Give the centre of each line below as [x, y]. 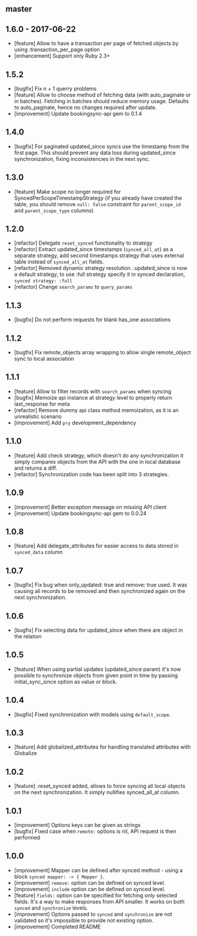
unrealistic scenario [38, 416]
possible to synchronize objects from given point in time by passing [96, 675]
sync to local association [44, 359]
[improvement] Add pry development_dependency [75, 423]
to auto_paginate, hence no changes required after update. [85, 107]
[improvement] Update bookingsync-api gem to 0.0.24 [80, 513]
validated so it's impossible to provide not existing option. [84, 920]
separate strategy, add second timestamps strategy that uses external [99, 256]
